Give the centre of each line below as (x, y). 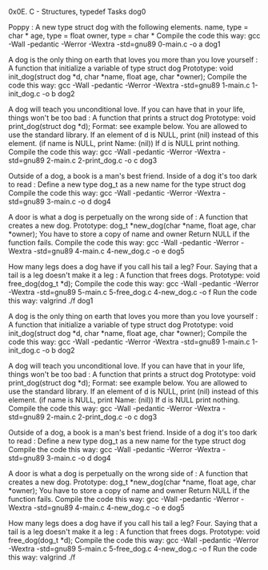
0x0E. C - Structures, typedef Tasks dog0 (77, 12)
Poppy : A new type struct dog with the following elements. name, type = (128, 27)
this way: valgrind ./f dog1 (51, 301)
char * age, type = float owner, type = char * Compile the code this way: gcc (134, 36)
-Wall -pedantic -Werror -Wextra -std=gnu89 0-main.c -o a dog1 (114, 44)
